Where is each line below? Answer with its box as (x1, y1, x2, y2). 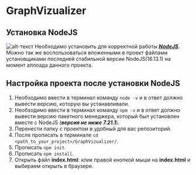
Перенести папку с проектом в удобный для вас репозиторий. (14, 125, 171, 132)
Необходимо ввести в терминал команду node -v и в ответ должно (14, 94, 183, 101)
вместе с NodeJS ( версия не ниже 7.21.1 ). (14, 119, 120, 126)
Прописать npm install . (14, 150, 74, 157)
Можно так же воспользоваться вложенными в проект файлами (6, 49, 168, 56)
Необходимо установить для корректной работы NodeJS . (35, 43, 180, 50)
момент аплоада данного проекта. (6, 61, 93, 68)
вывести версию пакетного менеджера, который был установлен (14, 112, 180, 119)
